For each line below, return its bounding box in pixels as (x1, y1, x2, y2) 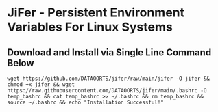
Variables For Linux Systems (7, 19, 173, 35)
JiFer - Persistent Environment (7, 5, 185, 20)
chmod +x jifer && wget (7, 81, 75, 88)
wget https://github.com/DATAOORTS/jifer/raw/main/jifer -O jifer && (7, 75, 210, 82)
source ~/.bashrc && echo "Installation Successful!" (7, 99, 165, 106)
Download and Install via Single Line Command (7, 46, 212, 58)
